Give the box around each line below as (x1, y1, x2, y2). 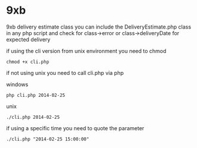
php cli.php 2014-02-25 (6, 92, 66, 98)
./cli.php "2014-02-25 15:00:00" (6, 136, 90, 142)
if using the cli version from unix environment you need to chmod (6, 47, 167, 54)
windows (6, 81, 29, 88)
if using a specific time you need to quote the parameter (6, 124, 144, 131)
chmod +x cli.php (6, 59, 50, 65)
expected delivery (6, 36, 51, 43)
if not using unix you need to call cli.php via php (6, 69, 124, 76)
